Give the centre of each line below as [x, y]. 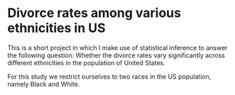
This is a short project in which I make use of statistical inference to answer [117, 47]
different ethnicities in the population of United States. [86, 62]
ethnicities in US [56, 28]
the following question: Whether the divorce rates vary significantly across [116, 55]
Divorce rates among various [94, 13]
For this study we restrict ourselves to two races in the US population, [109, 77]
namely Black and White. [44, 84]
